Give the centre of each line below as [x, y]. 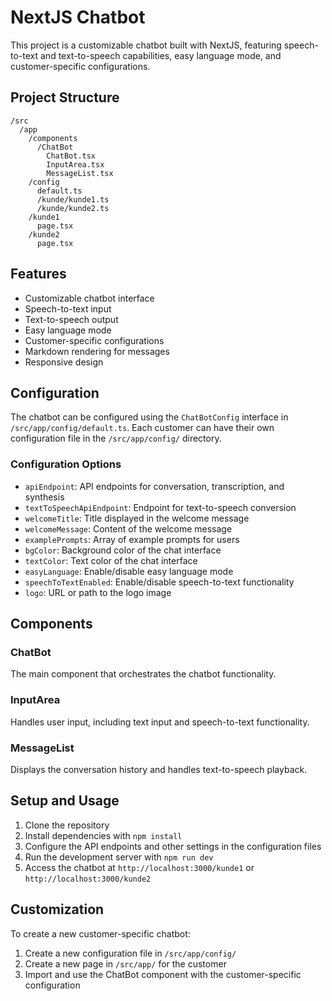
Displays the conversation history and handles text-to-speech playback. [159, 769]
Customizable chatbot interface [89, 298]
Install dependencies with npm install [103, 835]
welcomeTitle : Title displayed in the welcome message [137, 518]
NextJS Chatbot [78, 17]
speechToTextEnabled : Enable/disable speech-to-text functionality [159, 582]
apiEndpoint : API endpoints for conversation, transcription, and [154, 486]
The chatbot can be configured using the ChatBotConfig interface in [149, 417]
